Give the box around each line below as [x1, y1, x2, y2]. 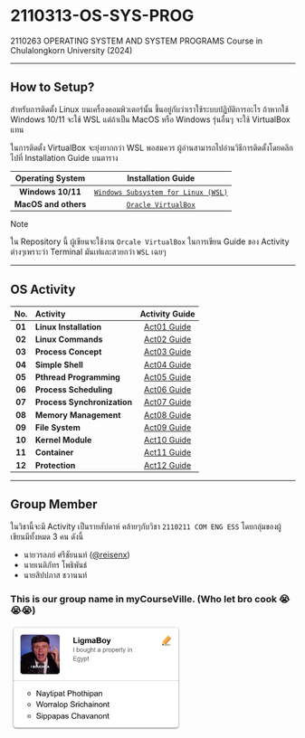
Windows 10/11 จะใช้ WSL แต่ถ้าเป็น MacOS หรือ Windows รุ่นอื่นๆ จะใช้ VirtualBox [10, 114, 291, 125]
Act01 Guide [144, 321, 192, 332]
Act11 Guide [144, 447, 192, 458]
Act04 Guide [144, 359, 192, 370]
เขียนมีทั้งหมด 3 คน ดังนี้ [10, 531, 84, 542]
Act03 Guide [144, 346, 192, 357]
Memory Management [35, 409, 121, 421]
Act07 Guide [144, 397, 192, 408]
